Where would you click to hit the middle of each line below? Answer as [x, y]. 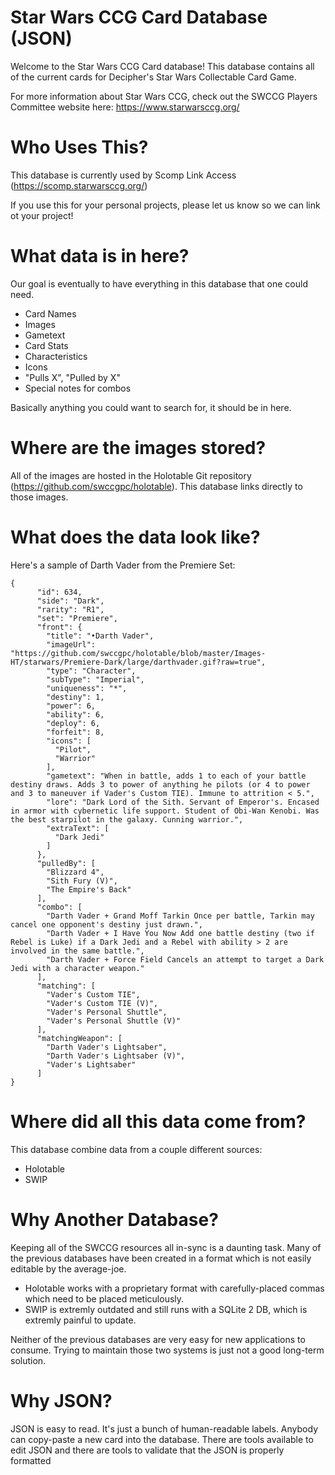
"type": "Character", [91, 671]
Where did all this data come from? [158, 1121]
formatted [31, 1460]
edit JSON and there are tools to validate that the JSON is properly [147, 1450]
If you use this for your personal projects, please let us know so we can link [165, 205]
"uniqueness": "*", [87, 688]
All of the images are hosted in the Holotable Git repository [131, 475]
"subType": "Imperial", [95, 679]
